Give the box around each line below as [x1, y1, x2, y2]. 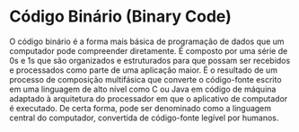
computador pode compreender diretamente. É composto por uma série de [9, 45, 288, 56]
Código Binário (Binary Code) [9, 6, 232, 27]
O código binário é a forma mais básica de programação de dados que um [9, 36, 285, 47]
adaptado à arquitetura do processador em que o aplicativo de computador [9, 92, 288, 104]
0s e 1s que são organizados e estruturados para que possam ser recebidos [9, 55, 291, 66]
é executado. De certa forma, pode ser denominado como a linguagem [9, 102, 272, 113]
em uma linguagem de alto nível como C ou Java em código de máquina [9, 84, 277, 94]
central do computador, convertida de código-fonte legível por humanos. [9, 112, 279, 123]
